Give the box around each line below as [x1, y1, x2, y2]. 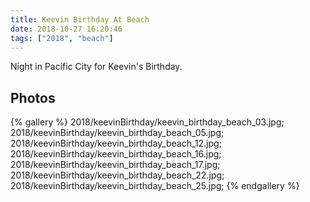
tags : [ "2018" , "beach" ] [10, 33, 114, 43]
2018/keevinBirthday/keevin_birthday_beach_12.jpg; [10, 137, 222, 150]
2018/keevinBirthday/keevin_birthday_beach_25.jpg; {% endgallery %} [10, 180, 300, 192]
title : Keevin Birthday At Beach [10, 14, 150, 25]
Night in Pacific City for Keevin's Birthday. [10, 61, 183, 73]
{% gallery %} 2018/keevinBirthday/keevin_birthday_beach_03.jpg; [10, 116, 285, 128]
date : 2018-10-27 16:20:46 [10, 24, 123, 34]
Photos [10, 89, 56, 106]
